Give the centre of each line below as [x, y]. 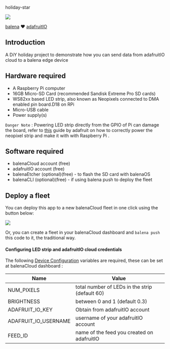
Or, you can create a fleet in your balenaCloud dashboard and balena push [83, 233]
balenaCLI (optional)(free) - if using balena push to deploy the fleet [82, 180]
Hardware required [36, 76]
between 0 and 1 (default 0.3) [112, 301]
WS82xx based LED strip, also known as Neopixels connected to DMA [86, 99]
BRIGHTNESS [24, 301]
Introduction [25, 42]
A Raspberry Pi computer [39, 88]
